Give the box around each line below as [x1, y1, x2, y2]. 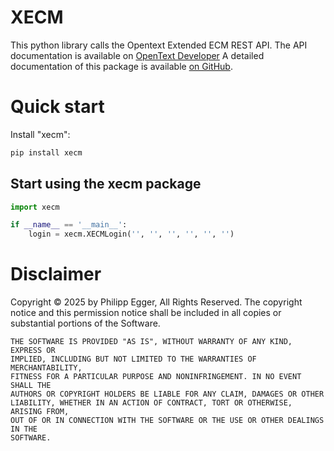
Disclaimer [10, 263, 102, 286]
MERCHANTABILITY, [10, 363, 83, 373]
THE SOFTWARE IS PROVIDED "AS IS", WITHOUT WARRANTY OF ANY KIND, [10, 337, 293, 347]
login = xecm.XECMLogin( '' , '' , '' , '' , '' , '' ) [28, 229, 235, 240]
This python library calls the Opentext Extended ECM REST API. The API [10, 39, 308, 51]
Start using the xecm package [10, 176, 202, 193]
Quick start [10, 96, 105, 118]
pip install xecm [10, 147, 83, 158]
